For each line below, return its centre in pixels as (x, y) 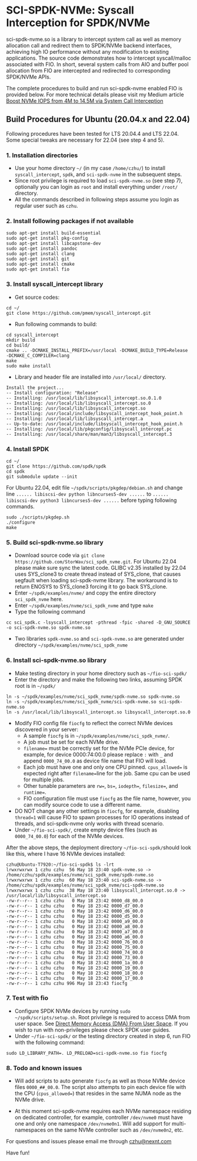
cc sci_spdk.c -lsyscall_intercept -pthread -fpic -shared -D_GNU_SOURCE (98, 623)
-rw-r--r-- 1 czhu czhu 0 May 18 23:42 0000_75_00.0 (75, 947)
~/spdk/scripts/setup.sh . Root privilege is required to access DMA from (102, 1017)
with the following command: (50, 1042)
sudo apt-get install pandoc (42, 249)
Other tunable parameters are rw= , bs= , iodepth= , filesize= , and (101, 785)
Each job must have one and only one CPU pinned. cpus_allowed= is (106, 767)
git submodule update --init (42, 477)
